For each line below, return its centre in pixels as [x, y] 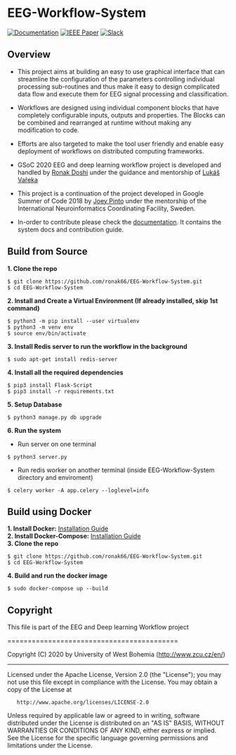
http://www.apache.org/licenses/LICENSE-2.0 [83, 703]
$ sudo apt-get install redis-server [63, 359]
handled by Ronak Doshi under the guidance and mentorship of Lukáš [118, 172]
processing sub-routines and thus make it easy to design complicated [118, 87]
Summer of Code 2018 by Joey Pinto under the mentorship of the [112, 201]
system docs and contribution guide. [71, 229]
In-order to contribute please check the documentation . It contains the [119, 222]
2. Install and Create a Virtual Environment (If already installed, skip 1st [113, 300]
